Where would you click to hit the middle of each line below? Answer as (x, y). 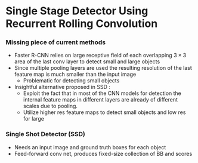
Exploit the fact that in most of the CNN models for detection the (102, 93)
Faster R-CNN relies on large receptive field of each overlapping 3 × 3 (100, 56)
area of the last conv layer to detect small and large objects (87, 61)
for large (34, 119)
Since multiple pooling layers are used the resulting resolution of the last (103, 68)
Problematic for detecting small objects (71, 81)
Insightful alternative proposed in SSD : (62, 87)
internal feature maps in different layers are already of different (100, 100)
